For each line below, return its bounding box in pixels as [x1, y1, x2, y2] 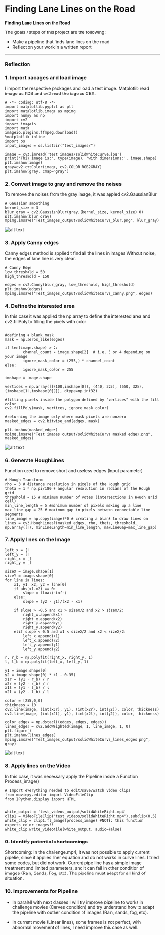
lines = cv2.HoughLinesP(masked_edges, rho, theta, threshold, [5, 521, 137, 526]
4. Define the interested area [5, 302, 75, 309]
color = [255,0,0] [5, 698, 43, 703]
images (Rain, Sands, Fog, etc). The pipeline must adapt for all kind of [5, 870, 146, 876]
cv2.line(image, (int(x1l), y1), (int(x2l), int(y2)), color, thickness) [5, 711, 160, 716]
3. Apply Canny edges [5, 239, 59, 246]
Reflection [5, 61, 30, 67]
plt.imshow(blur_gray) [5, 214, 52, 219]
